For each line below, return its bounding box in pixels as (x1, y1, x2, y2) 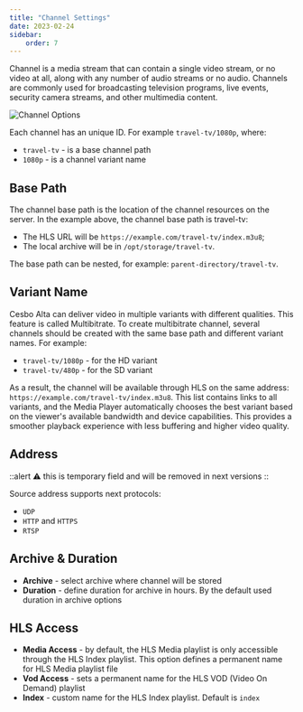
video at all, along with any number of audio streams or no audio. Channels (9, 73, 289, 84)
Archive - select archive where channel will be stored (22, 575, 223, 586)
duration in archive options (22, 594, 123, 605)
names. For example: (9, 337, 87, 348)
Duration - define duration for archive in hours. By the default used (22, 585, 272, 595)
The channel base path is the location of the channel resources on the (9, 204, 271, 215)
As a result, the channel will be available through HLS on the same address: (9, 381, 289, 393)
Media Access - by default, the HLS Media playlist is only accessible (22, 644, 279, 655)
